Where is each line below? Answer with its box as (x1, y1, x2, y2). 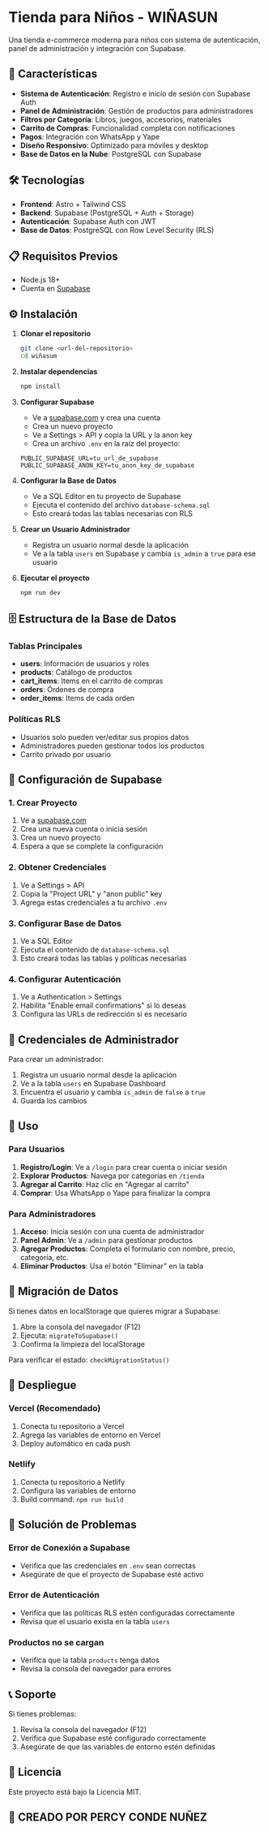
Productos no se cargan (8, 1636, 104, 1648)
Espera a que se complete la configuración (19, 841, 164, 851)
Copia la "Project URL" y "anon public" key (19, 888, 163, 898)
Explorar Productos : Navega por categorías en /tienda (19, 1171, 205, 1180)
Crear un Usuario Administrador (19, 524, 131, 534)
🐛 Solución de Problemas (8, 1518, 137, 1532)
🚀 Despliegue (8, 1378, 77, 1392)
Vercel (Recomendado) (8, 1403, 101, 1414)
